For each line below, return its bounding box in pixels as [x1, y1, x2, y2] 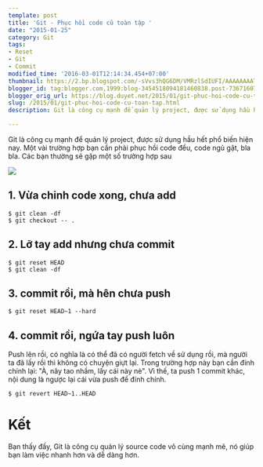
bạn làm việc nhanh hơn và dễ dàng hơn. [8, 451, 139, 460]
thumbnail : [8, 77, 44, 85]
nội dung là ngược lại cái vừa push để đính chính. [8, 374, 167, 385]
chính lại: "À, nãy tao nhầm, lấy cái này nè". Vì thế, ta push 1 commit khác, [8, 367, 245, 376]
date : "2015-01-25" [8, 26, 72, 34]
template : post [8, 11, 58, 20]
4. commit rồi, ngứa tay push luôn [8, 329, 175, 342]
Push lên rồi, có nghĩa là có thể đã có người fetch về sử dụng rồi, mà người [8, 350, 248, 359]
